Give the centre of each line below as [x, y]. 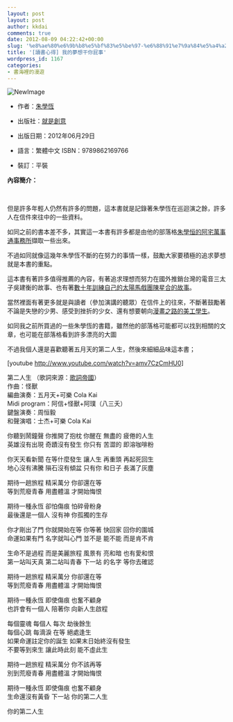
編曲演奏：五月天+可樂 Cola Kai [52, 394]
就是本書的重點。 [32, 264]
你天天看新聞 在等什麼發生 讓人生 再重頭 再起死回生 [80, 459]
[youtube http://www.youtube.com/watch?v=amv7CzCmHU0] [95, 363]
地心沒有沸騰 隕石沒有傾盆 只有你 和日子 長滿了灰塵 [80, 467]
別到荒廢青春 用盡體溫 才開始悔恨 [54, 673]
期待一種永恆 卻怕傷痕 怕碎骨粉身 [54, 506]
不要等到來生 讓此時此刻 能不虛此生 [58, 649]
